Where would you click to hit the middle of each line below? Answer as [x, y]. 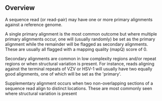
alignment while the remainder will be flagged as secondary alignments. [77, 44]
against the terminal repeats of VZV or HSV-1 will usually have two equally [79, 69]
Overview [20, 8]
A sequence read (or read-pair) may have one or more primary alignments [79, 19]
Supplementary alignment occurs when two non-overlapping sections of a [79, 83]
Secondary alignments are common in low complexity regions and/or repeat [81, 58]
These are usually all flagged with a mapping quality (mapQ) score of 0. [76, 49]
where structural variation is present [41, 93]
